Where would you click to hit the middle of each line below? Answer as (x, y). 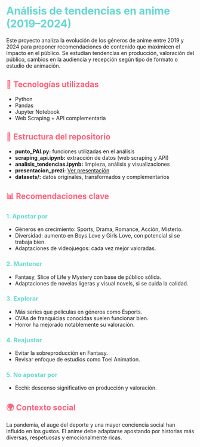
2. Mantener (24, 264)
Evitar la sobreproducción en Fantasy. (61, 353)
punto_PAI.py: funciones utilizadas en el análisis (75, 151)
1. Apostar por (27, 216)
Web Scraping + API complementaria (60, 118)
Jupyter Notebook (37, 111)
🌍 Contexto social (41, 407)
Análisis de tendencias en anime (88, 11)
